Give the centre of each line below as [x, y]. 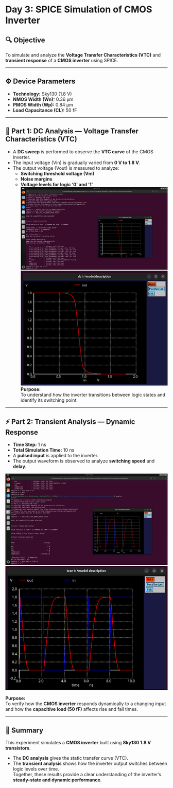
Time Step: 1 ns [29, 445]
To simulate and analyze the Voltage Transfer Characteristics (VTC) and [83, 55]
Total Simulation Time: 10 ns [44, 450]
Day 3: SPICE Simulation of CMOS [79, 10]
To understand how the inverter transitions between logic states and [93, 395]
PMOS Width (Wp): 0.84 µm [43, 104]
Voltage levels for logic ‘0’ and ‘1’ [57, 184]
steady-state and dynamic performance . [57, 780]
